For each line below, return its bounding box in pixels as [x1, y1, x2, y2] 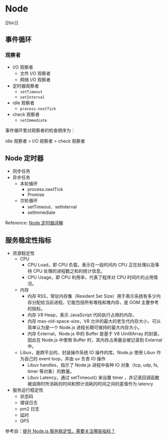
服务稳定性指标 [5, 236, 51, 245]
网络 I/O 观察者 [19, 76, 51, 83]
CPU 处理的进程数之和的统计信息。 [33, 268, 105, 274]
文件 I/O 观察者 [19, 70, 51, 76]
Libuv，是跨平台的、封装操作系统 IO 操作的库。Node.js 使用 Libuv [19, 349, 156, 356]
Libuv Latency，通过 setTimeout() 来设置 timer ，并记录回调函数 [27, 374, 159, 381]
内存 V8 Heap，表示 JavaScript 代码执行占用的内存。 [27, 312, 137, 318]
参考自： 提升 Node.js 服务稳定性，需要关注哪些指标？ [5, 428, 116, 434]
